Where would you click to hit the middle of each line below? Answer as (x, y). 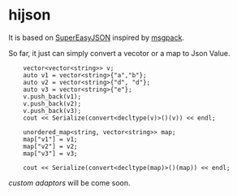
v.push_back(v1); (52, 96)
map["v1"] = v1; (51, 139)
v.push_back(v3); (52, 111)
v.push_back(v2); (52, 103)
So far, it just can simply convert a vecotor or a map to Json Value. (119, 53)
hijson (30, 15)
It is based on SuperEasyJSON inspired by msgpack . (97, 37)
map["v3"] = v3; (51, 153)
